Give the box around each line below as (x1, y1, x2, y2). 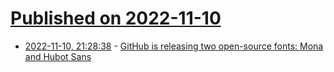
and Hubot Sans (24, 50, 92, 62)
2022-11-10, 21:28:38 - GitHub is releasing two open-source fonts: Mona (24, 40, 324, 52)
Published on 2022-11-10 (10, 7, 222, 30)
